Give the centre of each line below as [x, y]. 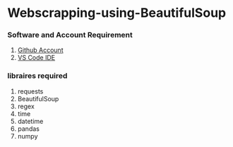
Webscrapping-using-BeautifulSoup [117, 13]
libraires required [37, 76]
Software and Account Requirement [70, 35]
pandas [29, 129]
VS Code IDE [36, 58]
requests [30, 91]
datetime [30, 121]
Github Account [40, 50]
